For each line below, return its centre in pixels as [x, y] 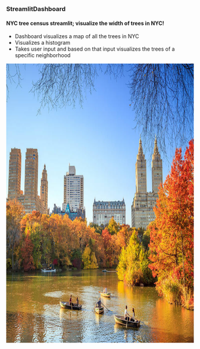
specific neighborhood [43, 55]
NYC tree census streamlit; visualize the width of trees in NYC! [85, 23]
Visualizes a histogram [42, 43]
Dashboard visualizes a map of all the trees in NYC [77, 36]
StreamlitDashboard [36, 9]
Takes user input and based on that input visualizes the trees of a [95, 49]
